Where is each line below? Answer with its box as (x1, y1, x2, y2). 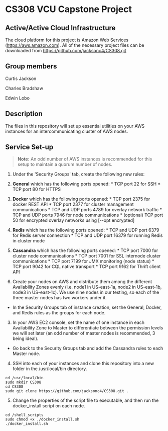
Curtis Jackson (5, 75, 37, 81)
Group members (5, 62, 57, 71)
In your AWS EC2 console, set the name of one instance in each (12, 319, 144, 325)
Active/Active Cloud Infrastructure (5, 24, 116, 32)
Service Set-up (5, 143, 54, 151)
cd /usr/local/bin (5, 376, 44, 381)
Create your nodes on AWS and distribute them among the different (12, 279, 152, 285)
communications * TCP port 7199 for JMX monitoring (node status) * (12, 258, 154, 265)
